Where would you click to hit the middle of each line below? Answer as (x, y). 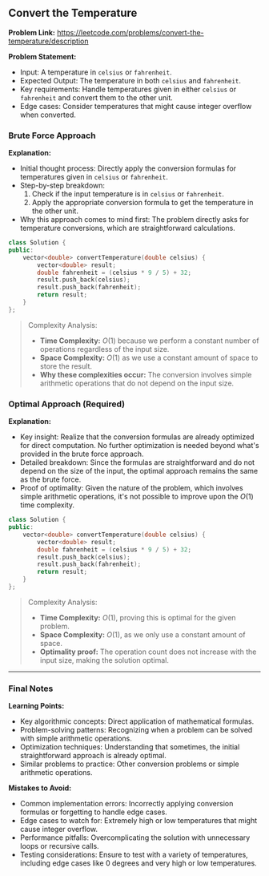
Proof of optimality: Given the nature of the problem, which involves (131, 488)
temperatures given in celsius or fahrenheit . (94, 177)
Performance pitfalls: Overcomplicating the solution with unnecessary (135, 838)
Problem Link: (32, 32)
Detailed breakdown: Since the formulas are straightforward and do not (137, 462)
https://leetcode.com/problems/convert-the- (130, 32)
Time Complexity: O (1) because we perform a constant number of (149, 341)
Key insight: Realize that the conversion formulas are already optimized (137, 437)
